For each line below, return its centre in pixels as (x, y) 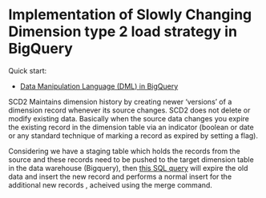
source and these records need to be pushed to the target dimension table (131, 159)
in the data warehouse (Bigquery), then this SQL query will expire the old (128, 168)
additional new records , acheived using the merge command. (110, 184)
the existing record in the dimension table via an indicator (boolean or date (131, 127)
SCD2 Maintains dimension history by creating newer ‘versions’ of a (120, 101)
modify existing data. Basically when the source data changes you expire (129, 118)
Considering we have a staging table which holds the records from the (124, 151)
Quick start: (27, 70)
